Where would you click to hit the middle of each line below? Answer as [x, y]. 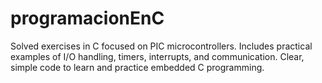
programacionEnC [87, 18]
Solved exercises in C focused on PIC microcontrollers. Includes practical [161, 46]
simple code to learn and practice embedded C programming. [137, 67]
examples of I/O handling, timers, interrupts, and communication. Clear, [157, 56]
